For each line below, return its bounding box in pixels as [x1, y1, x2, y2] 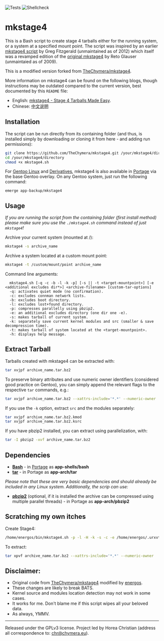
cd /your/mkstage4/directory [5, 155, 64, 160]
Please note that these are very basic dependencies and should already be [5, 478, 157, 484]
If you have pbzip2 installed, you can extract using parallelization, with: [5, 428, 148, 434]
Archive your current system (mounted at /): [5, 235, 94, 241]
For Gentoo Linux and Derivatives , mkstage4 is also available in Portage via [5, 169, 157, 175]
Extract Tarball [5, 345, 51, 354]
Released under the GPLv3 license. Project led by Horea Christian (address [5, 625, 156, 631]
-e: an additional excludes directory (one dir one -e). [9, 310, 128, 315]
